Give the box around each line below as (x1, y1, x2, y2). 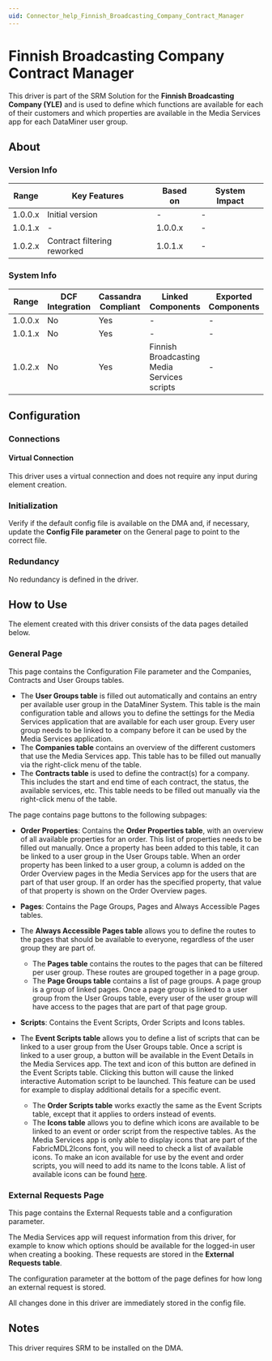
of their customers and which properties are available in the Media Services (8, 108, 261, 117)
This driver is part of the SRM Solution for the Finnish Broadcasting (8, 91, 235, 100)
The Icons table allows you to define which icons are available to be (32, 1117, 260, 1127)
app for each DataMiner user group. (8, 117, 128, 126)
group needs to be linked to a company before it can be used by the (19, 725, 247, 735)
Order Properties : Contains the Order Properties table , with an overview (19, 826, 264, 835)
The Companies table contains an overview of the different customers (19, 742, 257, 752)
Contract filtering (47, 236, 113, 247)
